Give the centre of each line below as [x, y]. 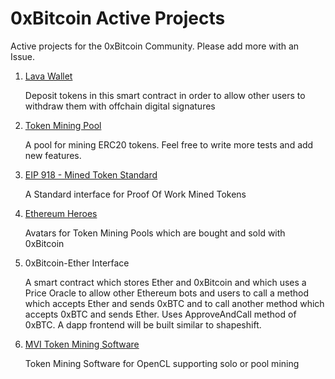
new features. [53, 155]
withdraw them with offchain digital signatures [120, 106]
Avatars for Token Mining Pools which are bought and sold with [155, 233]
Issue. [23, 56]
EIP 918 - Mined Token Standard [91, 174]
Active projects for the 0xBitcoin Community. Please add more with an [155, 46]
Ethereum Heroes [61, 213]
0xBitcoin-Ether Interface [77, 263]
